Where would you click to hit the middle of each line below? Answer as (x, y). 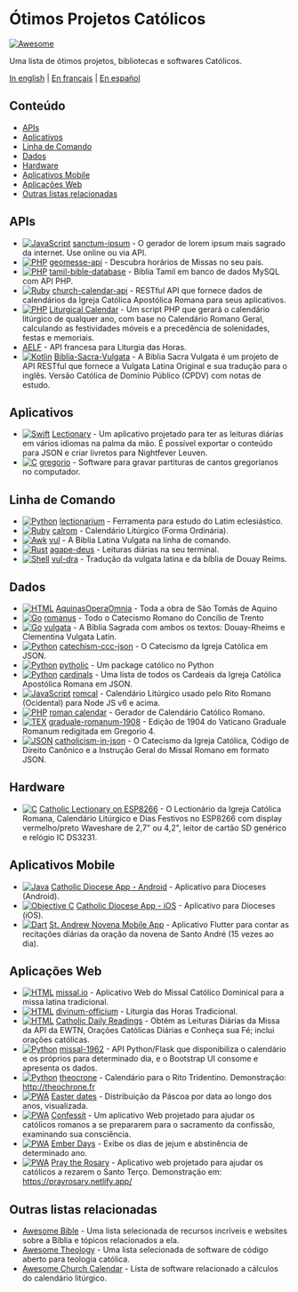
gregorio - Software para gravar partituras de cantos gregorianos (158, 462)
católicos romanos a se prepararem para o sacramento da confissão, (149, 1125)
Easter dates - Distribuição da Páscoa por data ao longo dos (161, 1096)
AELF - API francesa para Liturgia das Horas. (104, 347)
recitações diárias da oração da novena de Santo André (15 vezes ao (148, 934)
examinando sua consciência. (77, 1135)
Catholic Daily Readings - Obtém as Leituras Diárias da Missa (168, 1021)
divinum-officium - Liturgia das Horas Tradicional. (147, 1011)
